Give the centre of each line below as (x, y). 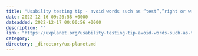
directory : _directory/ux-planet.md (51, 44)
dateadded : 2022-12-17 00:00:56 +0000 (54, 22)
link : (13, 33)
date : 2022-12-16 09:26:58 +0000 (47, 17)
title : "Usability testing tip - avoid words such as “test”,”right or (96, 11)
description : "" (26, 28)
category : (18, 38)
